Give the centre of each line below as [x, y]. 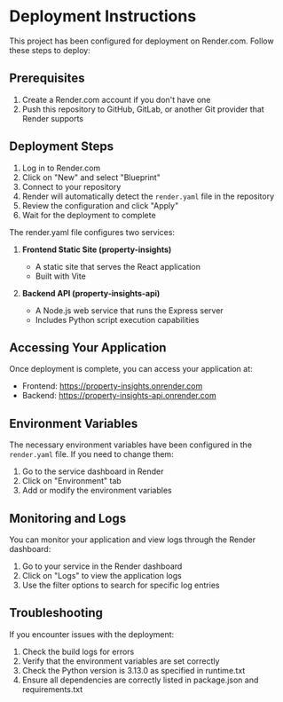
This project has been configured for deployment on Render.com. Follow [141, 41]
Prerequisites [47, 79]
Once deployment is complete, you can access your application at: [131, 369]
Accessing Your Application [88, 347]
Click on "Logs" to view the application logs [102, 576]
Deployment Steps [61, 147]
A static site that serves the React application [118, 266]
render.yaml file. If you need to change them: [92, 454]
